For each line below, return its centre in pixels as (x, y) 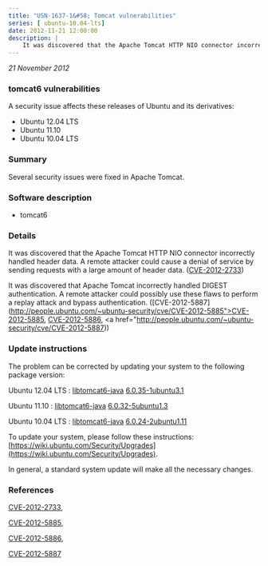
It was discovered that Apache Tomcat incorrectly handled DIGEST (118, 285)
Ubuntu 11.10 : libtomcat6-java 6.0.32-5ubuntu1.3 (89, 405)
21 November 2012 (39, 68)
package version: (37, 375)
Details (22, 235)
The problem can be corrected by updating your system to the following (126, 366)
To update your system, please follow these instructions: (101, 436)
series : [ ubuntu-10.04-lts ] (57, 23)
